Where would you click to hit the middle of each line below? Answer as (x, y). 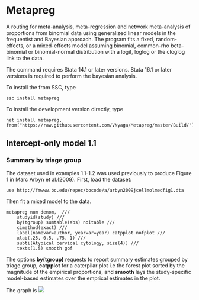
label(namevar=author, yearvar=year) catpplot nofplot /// (91, 233)
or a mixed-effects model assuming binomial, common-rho (98, 46)
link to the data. (25, 58)
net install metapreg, (34, 120)
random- (167, 39)
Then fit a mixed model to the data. (49, 201)
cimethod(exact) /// (42, 228)
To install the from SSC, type (41, 87)
